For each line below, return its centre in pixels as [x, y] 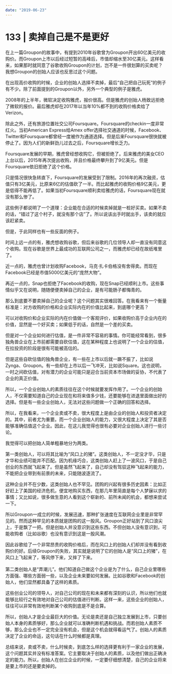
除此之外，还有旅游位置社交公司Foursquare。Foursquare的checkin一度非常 [85, 123]
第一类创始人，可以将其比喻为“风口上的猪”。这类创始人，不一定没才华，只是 [86, 454]
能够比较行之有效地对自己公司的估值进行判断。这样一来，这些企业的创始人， [86, 599]
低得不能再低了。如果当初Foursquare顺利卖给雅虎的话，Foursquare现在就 [87, 190]
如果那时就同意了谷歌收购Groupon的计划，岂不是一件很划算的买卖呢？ [88, 65]
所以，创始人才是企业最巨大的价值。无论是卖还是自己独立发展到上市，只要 [84, 617]
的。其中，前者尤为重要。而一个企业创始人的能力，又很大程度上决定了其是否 [86, 419]
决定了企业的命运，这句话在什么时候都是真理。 [55, 636]
